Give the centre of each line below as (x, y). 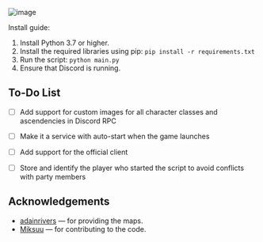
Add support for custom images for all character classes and (118, 112)
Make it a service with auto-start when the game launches (114, 136)
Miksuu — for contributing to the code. (83, 229)
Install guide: (29, 27)
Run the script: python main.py (69, 60)
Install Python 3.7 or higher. (64, 43)
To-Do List (34, 93)
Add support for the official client (74, 152)
